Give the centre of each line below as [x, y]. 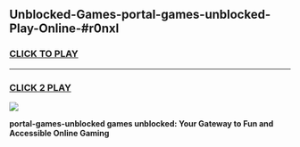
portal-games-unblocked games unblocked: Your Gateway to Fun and [142, 123]
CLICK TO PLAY [44, 54]
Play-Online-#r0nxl [64, 29]
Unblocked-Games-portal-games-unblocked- [140, 15]
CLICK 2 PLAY [40, 87]
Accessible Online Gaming [59, 133]
